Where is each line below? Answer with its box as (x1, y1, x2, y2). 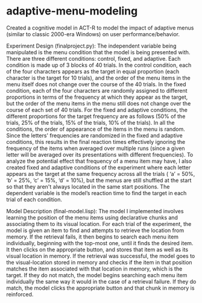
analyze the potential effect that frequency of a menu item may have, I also (6, 157, 192, 164)
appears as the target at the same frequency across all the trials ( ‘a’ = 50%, (6, 170, 195, 177)
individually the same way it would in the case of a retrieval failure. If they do (6, 278, 197, 285)
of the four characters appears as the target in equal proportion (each (6, 67, 180, 75)
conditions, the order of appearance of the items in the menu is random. (6, 125, 186, 133)
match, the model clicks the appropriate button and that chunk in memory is (6, 284, 195, 292)
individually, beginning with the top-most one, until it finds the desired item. (6, 239, 194, 246)
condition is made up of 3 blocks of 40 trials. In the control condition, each (6, 61, 192, 69)
